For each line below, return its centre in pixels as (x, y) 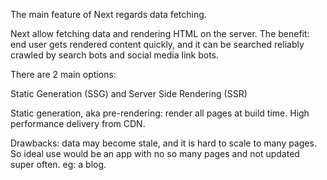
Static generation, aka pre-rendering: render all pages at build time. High (160, 113)
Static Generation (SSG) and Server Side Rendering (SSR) (129, 93)
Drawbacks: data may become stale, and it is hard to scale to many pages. (163, 143)
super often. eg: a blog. (58, 164)
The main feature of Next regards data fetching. (108, 14)
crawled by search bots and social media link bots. (114, 55)
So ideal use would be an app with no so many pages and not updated (155, 153)
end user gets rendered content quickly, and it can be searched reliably (157, 44)
